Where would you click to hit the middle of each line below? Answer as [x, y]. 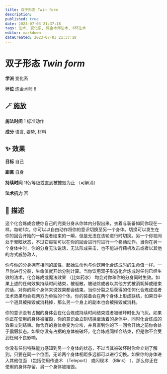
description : [19, 14]
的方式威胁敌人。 [23, 254]
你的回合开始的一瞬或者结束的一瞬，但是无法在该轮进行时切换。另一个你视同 [83, 236]
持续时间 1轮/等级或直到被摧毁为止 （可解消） [52, 183]
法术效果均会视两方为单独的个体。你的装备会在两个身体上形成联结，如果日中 [83, 296]
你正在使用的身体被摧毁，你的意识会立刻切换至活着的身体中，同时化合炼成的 [83, 319]
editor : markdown [23, 33]
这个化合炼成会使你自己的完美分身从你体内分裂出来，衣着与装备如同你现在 [81, 224]
